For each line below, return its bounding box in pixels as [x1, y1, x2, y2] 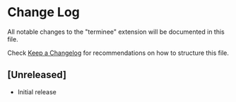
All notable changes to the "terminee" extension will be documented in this [7, 27, 225, 36]
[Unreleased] [7, 69, 67, 81]
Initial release [17, 87, 57, 96]
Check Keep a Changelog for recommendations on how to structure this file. [7, 49, 230, 57]
